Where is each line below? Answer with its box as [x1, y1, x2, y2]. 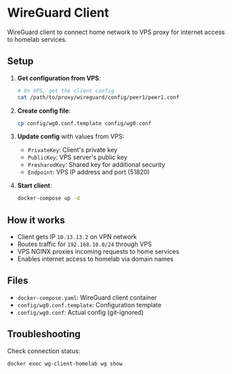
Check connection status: [7, 346, 81, 355]
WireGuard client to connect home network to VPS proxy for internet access [7, 28, 225, 36]
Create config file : [17, 106, 71, 115]
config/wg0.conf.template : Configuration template [17, 300, 162, 309]
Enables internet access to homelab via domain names [17, 255, 174, 263]
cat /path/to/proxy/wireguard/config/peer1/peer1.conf [17, 94, 180, 101]
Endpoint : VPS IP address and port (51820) [27, 168, 150, 177]
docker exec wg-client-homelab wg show [7, 360, 123, 367]
